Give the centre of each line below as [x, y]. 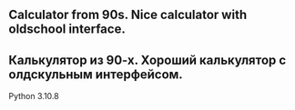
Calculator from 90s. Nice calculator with [128, 15]
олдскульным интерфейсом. [96, 74]
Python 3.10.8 [34, 96]
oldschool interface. [67, 30]
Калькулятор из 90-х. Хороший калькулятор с [147, 60]
